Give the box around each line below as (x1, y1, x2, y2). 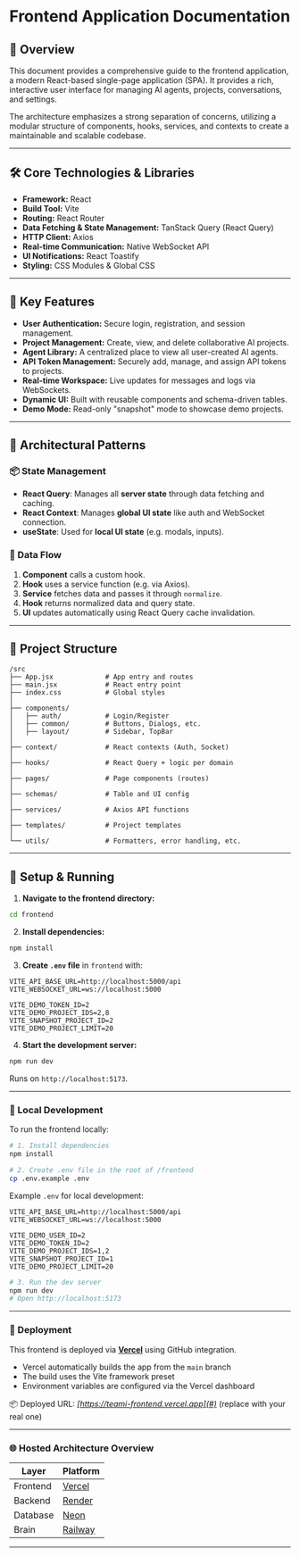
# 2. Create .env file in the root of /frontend (9, 1165, 194, 1175)
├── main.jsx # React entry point (9, 680, 181, 689)
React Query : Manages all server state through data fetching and (21, 488, 265, 499)
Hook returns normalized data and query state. (21, 597, 196, 608)
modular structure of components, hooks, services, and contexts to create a (9, 121, 289, 131)
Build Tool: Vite (21, 203, 79, 213)
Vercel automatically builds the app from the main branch (21, 1361, 232, 1372)
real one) (9, 1411, 43, 1421)
